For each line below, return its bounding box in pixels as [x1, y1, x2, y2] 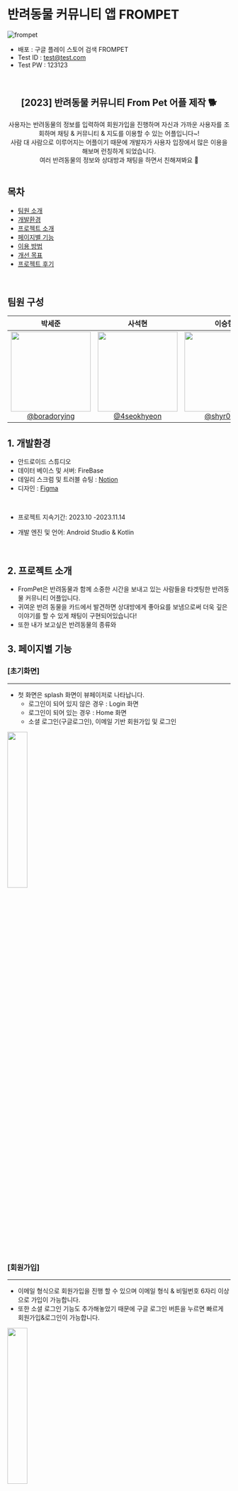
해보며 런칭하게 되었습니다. [81, 146, 157, 155]
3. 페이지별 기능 [7, 643, 72, 655]
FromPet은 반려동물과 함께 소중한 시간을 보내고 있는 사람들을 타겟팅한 [17, 585, 211, 593]
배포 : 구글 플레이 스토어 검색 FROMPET [17, 45, 129, 53]
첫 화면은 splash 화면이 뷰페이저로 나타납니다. [17, 690, 145, 699]
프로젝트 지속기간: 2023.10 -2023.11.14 [17, 513, 126, 522]
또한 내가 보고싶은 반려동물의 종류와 [17, 620, 117, 629]
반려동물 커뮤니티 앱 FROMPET [7, 6, 180, 23]
